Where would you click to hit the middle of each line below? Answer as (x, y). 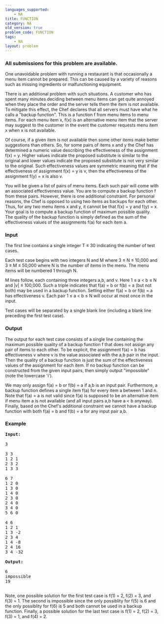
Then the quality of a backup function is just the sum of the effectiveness (79, 360)
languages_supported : (27, 10)
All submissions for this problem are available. (61, 63)
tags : (11, 37)
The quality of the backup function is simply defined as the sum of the (76, 217)
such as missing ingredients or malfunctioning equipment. (64, 84)
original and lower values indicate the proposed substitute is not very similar (82, 160)
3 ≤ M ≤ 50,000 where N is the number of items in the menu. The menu (77, 266)
